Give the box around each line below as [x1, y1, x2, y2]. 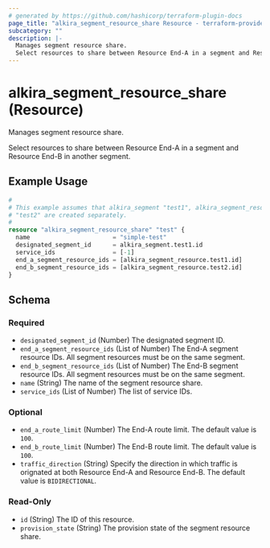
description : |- [8, 34, 63, 43]
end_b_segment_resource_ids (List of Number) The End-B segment [19, 361, 239, 370]
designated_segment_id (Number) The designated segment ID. [19, 335, 225, 346]
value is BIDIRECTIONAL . [19, 476, 97, 486]
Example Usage [8, 174, 88, 189]
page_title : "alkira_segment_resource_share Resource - [8, 19, 199, 27]
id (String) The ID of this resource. [19, 514, 135, 524]
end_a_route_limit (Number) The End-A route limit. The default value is [19, 425, 257, 435]
